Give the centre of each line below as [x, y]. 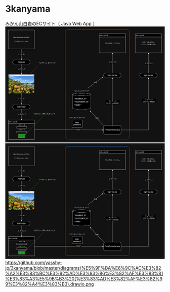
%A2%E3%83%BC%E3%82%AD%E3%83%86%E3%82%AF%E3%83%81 [84, 273]
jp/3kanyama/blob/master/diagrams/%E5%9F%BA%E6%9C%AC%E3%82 [83, 268]
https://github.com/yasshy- [34, 263]
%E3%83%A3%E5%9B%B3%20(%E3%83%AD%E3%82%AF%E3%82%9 [84, 279]
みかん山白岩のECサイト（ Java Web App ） [51, 23]
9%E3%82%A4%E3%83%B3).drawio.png [50, 284]
